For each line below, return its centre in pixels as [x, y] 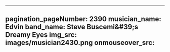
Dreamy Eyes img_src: [41, 35]
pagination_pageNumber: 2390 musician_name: [83, 19]
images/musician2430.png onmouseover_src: [80, 43]
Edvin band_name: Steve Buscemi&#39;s [72, 27]
